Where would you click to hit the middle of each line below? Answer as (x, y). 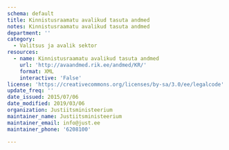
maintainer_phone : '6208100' (49, 129)
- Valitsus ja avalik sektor (55, 46)
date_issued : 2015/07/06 (43, 97)
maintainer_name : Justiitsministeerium (65, 116)
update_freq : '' (30, 91)
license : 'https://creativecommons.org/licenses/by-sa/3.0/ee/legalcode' (116, 84)
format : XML (37, 71)
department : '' (29, 33)
